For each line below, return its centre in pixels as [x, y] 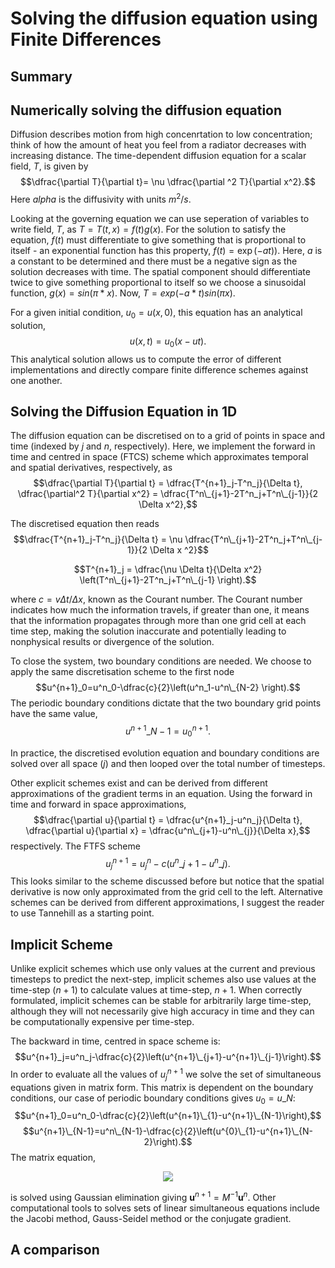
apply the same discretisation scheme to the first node [122, 672]
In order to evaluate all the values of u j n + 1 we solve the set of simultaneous [166, 1074]
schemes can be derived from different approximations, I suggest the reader [167, 903]
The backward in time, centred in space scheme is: [115, 1041]
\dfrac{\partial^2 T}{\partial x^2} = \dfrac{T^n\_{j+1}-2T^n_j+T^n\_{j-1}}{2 [168, 494]
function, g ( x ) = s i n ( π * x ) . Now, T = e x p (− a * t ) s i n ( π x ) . [123, 293]
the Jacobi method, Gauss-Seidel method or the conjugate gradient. [151, 1219]
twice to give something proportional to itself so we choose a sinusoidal [158, 283]
